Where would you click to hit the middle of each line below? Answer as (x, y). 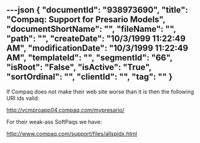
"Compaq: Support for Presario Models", (86, 20)
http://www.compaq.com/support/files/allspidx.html (72, 133)
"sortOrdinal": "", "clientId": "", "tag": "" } (90, 77)
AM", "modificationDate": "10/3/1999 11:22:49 (97, 48)
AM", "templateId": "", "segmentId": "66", (90, 58)
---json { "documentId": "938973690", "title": (97, 10)
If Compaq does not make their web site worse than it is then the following (100, 92)
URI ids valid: (23, 98)
